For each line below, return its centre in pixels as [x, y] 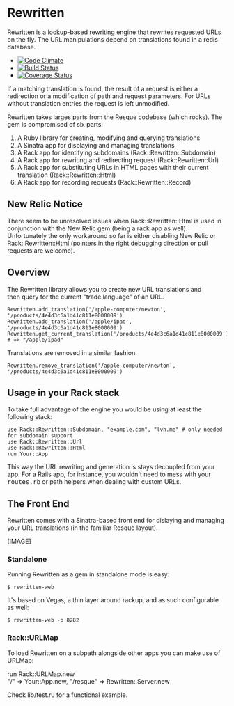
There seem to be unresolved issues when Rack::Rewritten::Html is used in [114, 221]
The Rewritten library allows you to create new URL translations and [104, 289]
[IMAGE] [19, 542]
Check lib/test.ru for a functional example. [68, 695]
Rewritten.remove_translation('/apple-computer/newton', [92, 366]
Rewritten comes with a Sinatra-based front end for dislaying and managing [116, 521]
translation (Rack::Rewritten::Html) [67, 175]
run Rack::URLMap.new [41, 674]
